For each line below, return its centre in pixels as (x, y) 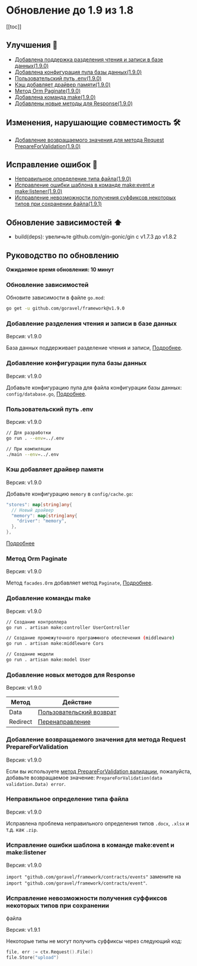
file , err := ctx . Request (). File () (50, 952)
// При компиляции (29, 449)
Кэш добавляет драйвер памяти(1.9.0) (62, 84)
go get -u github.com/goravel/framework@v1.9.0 (66, 309)
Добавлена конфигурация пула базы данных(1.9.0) (78, 72)
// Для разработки (29, 433)
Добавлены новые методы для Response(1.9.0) (74, 103)
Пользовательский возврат (77, 712)
